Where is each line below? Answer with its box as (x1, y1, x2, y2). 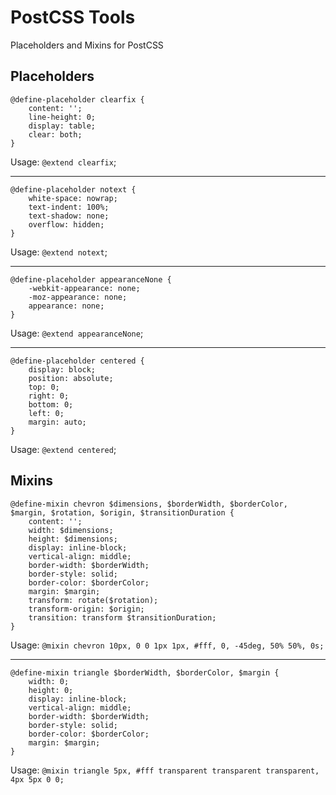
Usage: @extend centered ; (10, 443, 117, 455)
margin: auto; (28, 417, 87, 427)
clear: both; (28, 129, 83, 140)
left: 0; (28, 408, 65, 418)
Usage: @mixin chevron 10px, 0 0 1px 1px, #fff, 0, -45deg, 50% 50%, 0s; (10, 639, 325, 651)
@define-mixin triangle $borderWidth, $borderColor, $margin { (10, 667, 280, 678)
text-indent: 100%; (28, 202, 110, 212)
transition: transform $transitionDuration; (28, 612, 217, 623)
